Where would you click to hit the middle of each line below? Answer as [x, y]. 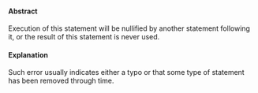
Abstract [23, 11]
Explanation [28, 54]
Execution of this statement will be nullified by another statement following [129, 28]
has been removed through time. [61, 81]
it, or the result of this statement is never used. [84, 37]
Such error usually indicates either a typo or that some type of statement [126, 73]
